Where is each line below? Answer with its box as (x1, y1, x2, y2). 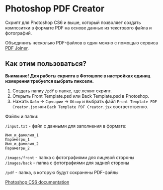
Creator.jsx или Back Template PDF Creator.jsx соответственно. (12, 103, 149, 110)
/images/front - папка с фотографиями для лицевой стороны (5, 154, 134, 160)
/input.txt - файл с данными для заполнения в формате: (5, 123, 127, 129)
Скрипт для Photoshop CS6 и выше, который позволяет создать (5, 19, 141, 25)
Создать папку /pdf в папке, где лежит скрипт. (12, 88, 112, 94)
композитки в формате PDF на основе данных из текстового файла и (5, 24, 152, 30)
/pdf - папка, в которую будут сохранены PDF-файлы (5, 169, 119, 175)
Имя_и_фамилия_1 (5, 133, 39, 138)
